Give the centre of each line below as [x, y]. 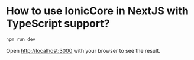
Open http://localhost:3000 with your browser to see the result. [83, 50]
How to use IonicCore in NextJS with [98, 11]
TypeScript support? [58, 23]
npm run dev [21, 39]
